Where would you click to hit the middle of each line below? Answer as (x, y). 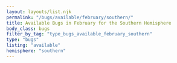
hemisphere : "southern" (36, 51)
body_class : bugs (28, 28)
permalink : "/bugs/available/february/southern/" (70, 17)
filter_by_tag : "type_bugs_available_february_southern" (79, 34)
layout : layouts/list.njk (39, 12)
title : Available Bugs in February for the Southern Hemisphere (89, 23)
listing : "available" (34, 46)
